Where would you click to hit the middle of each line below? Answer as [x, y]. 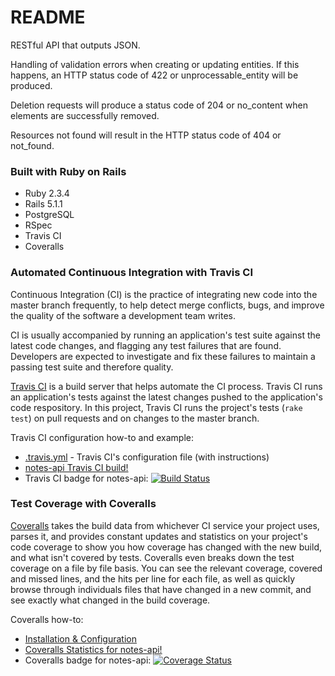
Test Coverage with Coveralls [83, 504]
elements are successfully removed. [85, 115]
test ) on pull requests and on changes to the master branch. [135, 418]
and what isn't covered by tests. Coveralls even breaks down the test [152, 557]
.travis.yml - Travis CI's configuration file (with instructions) [147, 457]
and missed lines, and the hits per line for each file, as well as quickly [153, 578]
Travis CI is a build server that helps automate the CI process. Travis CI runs [166, 386]
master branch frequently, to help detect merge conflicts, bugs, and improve [167, 305]
